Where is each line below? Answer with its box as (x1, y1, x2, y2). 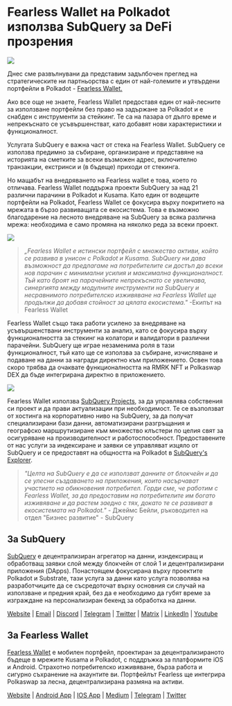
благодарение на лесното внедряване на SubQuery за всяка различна (7, 213, 216, 221)
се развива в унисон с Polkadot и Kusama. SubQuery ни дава (24, 254, 206, 262)
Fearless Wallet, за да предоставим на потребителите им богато (24, 491, 216, 500)
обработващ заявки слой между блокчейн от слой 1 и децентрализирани (7, 559, 224, 567)
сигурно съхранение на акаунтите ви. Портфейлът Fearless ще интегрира (7, 670, 226, 678)
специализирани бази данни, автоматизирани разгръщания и (7, 418, 190, 427)
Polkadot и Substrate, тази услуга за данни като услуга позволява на (7, 574, 210, 582)
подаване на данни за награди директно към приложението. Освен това (7, 355, 223, 364)
